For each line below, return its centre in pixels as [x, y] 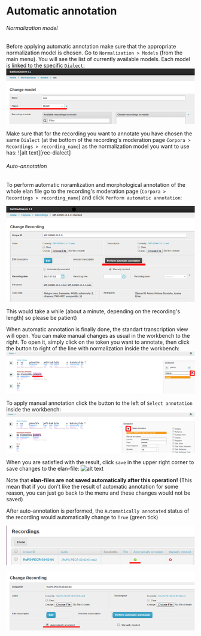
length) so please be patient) [42, 317]
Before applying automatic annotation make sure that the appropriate [91, 47]
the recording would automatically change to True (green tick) [82, 517]
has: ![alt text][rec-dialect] [39, 152]
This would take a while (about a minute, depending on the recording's [93, 311]
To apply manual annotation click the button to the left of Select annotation [99, 403]
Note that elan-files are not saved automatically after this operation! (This [99, 480]
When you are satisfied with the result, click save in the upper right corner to [100, 462]
